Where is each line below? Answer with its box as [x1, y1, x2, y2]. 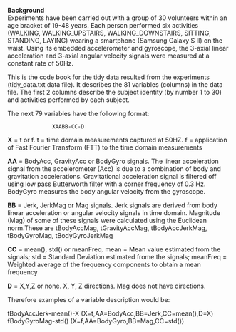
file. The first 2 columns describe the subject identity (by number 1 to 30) [7, 88, 222, 96]
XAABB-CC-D [52, 123, 84, 130]
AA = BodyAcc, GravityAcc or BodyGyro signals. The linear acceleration [7, 157, 219, 165]
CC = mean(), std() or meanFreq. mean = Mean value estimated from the [7, 245, 221, 254]
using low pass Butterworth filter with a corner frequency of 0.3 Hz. [7, 180, 206, 188]
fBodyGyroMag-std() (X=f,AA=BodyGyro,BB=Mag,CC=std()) [7, 317, 185, 325]
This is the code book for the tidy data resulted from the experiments [7, 73, 210, 81]
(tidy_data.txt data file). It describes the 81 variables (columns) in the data [7, 81, 223, 88]
